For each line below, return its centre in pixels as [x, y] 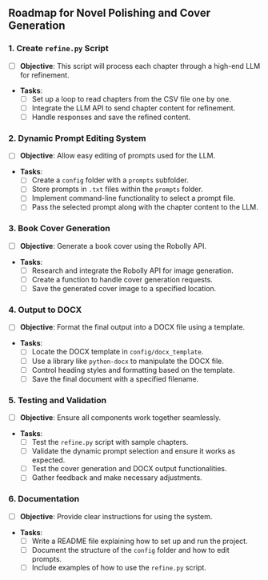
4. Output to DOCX [45, 310]
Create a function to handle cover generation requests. [122, 279]
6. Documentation [44, 499]
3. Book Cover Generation [59, 229]
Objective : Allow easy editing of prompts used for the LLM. [118, 156]
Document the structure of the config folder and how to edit [130, 550]
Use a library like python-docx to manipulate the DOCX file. [128, 361]
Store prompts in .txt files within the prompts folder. [117, 189]
